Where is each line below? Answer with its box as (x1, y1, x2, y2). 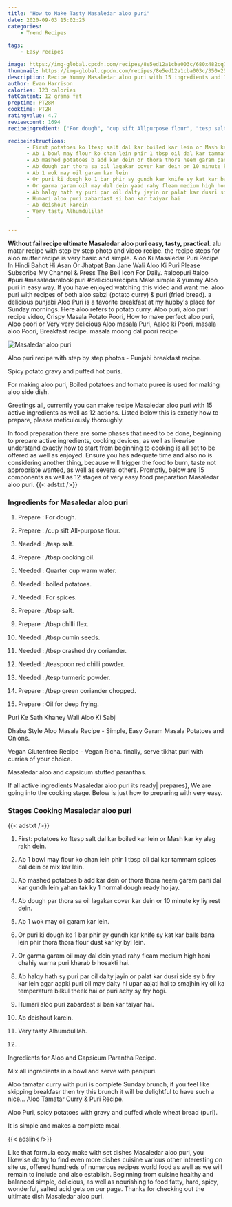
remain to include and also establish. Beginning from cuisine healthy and (8, 1170, 214, 1179)
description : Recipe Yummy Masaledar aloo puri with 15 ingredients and (8, 74, 221, 81)
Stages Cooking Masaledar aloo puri (8, 806, 132, 816)
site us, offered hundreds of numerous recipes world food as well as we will (8, 1163, 222, 1171)
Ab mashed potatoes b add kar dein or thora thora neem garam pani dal (17, 876, 222, 885)
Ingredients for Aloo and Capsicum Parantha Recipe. (8, 1053, 157, 1062)
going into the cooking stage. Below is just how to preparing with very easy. (8, 789, 223, 797)
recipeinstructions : (8, 137, 67, 145)
